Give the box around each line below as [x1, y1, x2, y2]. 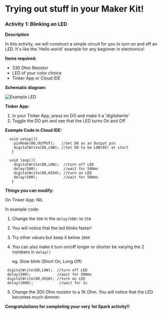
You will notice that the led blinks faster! [12, 225, 92, 231]
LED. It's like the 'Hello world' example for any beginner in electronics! [5, 46, 145, 52]
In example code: [5, 206, 40, 212]
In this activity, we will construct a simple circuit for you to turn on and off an [5, 41, 158, 47]
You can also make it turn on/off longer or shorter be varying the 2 [12, 244, 145, 250]
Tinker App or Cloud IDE [12, 75, 60, 81]
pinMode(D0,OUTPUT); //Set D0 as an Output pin [14, 141, 116, 146]
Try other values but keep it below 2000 [12, 235, 90, 240]
